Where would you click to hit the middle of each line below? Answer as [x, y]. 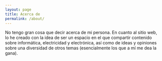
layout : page [18, 10]
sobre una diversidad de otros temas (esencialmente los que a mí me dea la [81, 48]
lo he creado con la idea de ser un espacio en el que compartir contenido [79, 38]
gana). [11, 53]
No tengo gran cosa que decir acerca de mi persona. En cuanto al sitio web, [81, 33]
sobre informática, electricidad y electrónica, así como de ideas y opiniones [81, 43]
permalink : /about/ [25, 19]
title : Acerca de [23, 14]
